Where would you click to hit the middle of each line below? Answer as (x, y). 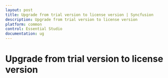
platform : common (24, 24)
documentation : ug (25, 34)
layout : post (19, 10)
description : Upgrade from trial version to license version (72, 19)
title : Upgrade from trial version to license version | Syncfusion (79, 15)
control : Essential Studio (34, 29)
